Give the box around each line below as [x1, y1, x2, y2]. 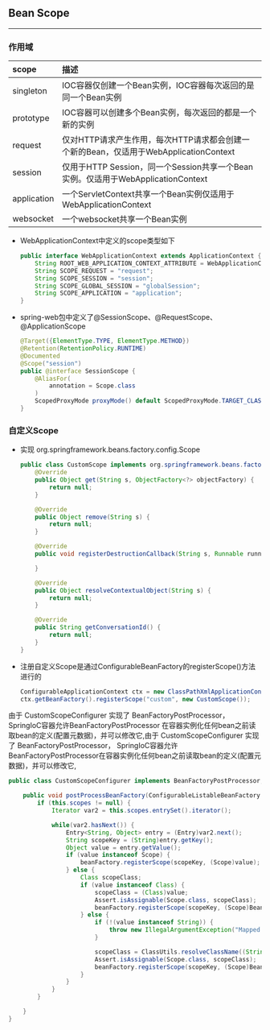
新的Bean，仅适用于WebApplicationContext [69, 147, 235, 158]
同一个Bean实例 [61, 92, 122, 103]
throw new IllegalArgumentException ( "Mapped [108, 926, 261, 934]
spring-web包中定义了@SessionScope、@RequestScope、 [19, 312, 217, 322]
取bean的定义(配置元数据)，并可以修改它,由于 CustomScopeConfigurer [8, 730, 243, 740]
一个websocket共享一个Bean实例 [61, 213, 187, 225]
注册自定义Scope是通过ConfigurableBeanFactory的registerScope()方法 [19, 661, 256, 671]
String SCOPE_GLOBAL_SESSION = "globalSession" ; [35, 282, 201, 290]
